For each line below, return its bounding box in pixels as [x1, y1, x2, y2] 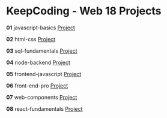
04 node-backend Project [6, 59, 71, 66]
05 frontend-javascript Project [6, 70, 82, 77]
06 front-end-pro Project [6, 82, 68, 89]
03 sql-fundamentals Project [6, 47, 77, 55]
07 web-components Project [6, 93, 77, 101]
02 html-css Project [6, 35, 56, 43]
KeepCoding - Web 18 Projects [6, 4, 162, 18]
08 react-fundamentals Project [6, 105, 83, 112]
